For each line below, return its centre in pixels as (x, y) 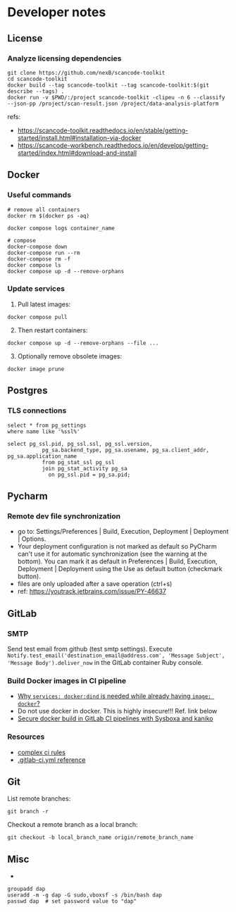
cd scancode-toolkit (38, 79)
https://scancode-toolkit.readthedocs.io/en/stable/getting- (103, 130)
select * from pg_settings (47, 425)
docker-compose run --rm (44, 253)
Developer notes (57, 12)
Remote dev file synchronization (64, 516)
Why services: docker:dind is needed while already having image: (114, 696)
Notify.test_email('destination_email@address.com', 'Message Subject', (116, 656)
